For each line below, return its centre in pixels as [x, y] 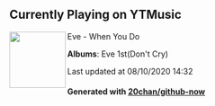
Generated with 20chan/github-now [136, 92]
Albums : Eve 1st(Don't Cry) [118, 54]
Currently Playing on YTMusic [95, 15]
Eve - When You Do [103, 36]
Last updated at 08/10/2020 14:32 [130, 71]
